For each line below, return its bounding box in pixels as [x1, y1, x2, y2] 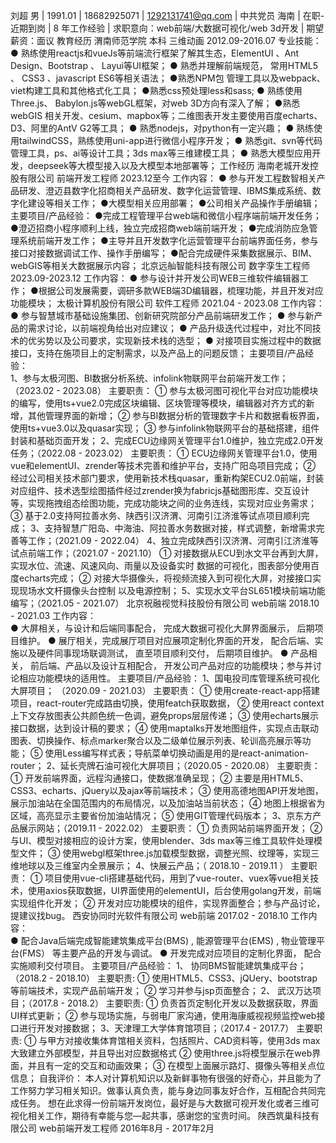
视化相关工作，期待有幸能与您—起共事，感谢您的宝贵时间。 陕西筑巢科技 [10, 1110, 311, 1121]
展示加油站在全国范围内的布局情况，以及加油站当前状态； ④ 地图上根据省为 [10, 797, 326, 809]
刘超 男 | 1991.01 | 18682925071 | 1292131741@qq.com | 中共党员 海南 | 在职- [10, 10, 325, 21]
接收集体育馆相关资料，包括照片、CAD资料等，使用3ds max [73, 1035, 321, 1046]
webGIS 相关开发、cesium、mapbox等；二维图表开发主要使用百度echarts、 [10, 110, 323, 121]
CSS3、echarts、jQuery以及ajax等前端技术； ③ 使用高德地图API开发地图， [10, 785, 324, 796]
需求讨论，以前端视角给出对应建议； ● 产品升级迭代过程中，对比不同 [27, 322, 313, 334]
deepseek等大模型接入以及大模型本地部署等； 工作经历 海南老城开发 [27, 160, 310, 171]
